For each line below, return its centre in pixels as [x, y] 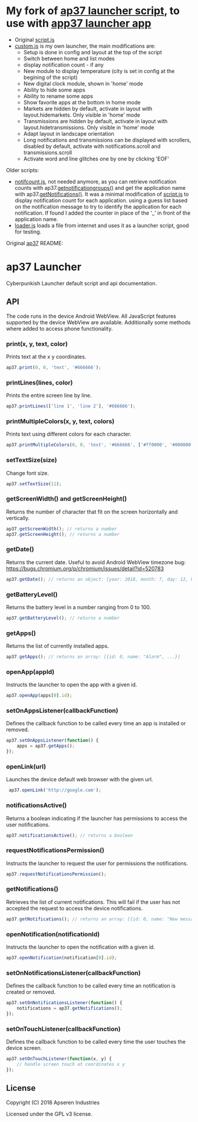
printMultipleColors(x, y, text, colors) [60, 421]
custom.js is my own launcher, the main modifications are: [85, 46]
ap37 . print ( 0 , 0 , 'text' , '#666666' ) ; [54, 367]
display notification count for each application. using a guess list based [101, 200]
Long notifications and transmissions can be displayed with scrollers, [107, 140]
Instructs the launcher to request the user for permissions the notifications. [97, 863]
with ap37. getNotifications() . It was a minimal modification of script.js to [102, 194]
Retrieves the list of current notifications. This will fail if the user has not [93, 902]
